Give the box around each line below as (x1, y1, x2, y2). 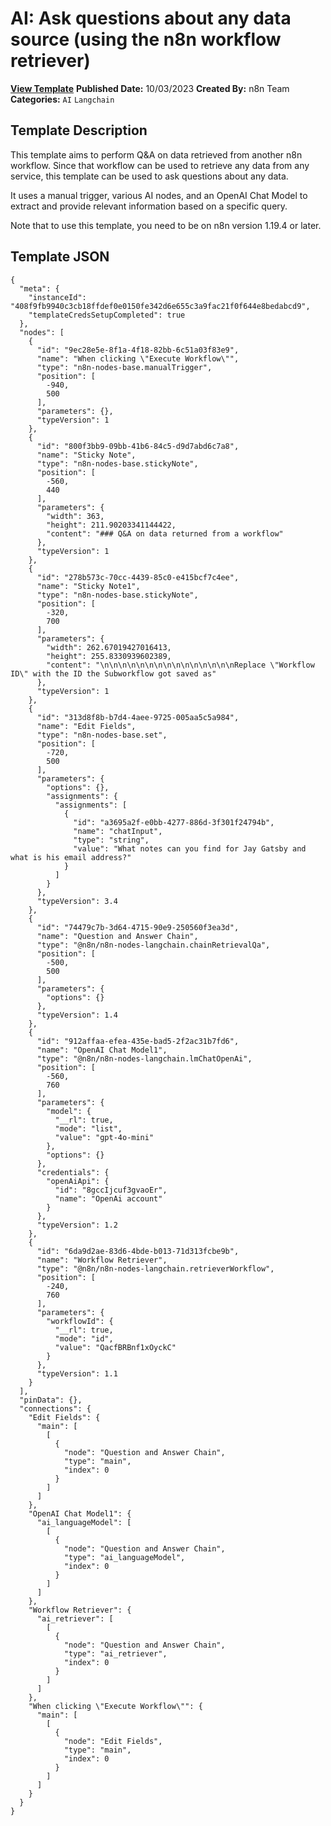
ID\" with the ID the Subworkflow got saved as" (10, 668, 217, 679)
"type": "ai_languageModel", (63, 1552, 186, 1562)
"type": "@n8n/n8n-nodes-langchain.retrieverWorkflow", (36, 1263, 275, 1274)
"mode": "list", (54, 1123, 123, 1134)
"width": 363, (46, 511, 105, 521)
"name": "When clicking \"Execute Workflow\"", (36, 353, 240, 364)
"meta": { (19, 283, 60, 294)
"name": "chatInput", (73, 826, 163, 836)
